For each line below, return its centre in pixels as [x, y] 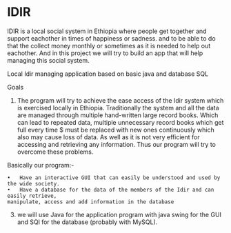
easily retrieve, [32, 196]
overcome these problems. [55, 152]
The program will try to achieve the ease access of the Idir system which [120, 100]
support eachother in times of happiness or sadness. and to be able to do [111, 38]
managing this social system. [48, 60]
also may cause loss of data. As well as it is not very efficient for [108, 137]
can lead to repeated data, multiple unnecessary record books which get [120, 122]
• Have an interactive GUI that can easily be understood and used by [114, 178]
